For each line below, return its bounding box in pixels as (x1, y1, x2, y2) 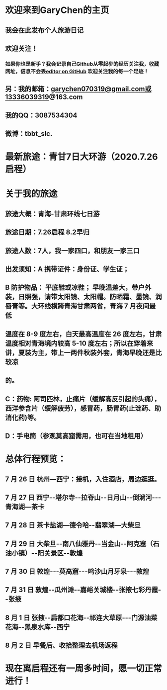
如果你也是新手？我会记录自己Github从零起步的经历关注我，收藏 (5, 60, 160, 67)
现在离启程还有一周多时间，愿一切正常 (5, 663, 163, 674)
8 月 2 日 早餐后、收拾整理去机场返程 (5, 641, 118, 650)
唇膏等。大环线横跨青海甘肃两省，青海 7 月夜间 (5, 302, 150, 311)
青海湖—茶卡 (5, 503, 45, 511)
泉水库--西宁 (30, 622, 70, 631)
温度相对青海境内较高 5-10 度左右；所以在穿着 (5, 339, 147, 347)
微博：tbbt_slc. (5, 130, 53, 138)
